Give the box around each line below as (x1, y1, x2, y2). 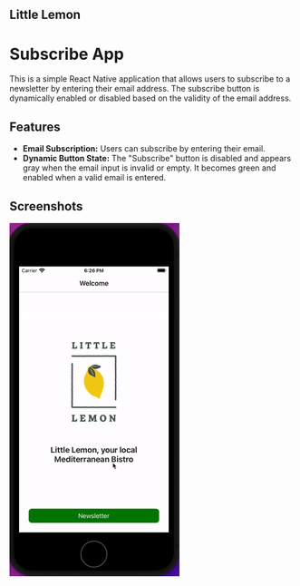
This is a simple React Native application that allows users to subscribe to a (9, 73, 291, 84)
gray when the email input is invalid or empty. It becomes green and (22, 162, 276, 173)
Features (9, 119, 61, 134)
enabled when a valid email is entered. (22, 172, 167, 183)
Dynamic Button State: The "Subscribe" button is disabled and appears (22, 153, 292, 164)
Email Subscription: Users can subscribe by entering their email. (22, 143, 266, 154)
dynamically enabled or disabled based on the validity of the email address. (9, 93, 292, 103)
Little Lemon (9, 7, 82, 23)
